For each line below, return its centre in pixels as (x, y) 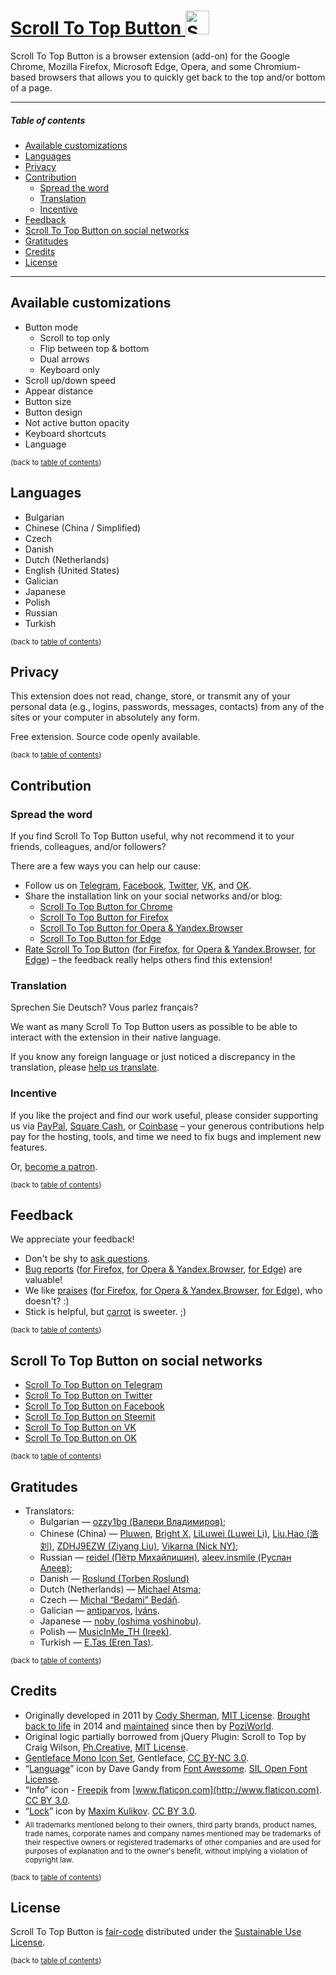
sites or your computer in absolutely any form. (105, 717)
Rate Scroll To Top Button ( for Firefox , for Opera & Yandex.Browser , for (170, 949)
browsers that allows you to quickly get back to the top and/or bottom (182, 77)
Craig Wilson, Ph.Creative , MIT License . (106, 1747)
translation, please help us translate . (85, 1067)
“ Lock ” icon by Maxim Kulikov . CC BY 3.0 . (111, 1811)
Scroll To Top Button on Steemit (90, 1417)
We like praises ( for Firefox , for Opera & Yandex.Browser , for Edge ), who (173, 1291)
